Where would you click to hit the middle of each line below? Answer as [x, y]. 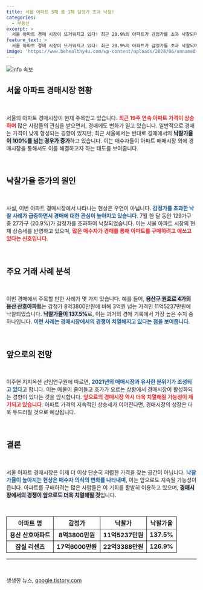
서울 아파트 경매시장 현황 [49, 91]
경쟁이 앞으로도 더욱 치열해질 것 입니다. [72, 495]
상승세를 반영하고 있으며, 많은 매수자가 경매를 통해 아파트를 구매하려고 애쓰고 [102, 231]
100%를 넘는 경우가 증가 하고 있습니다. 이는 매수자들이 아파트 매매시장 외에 [100, 141]
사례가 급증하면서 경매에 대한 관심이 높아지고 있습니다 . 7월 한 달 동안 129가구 [102, 216]
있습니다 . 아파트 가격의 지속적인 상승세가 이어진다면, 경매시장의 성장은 [104, 404]
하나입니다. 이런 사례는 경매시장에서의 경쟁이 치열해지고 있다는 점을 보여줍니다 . [98, 321]
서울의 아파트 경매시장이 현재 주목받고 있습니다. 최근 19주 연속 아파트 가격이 [95, 118]
